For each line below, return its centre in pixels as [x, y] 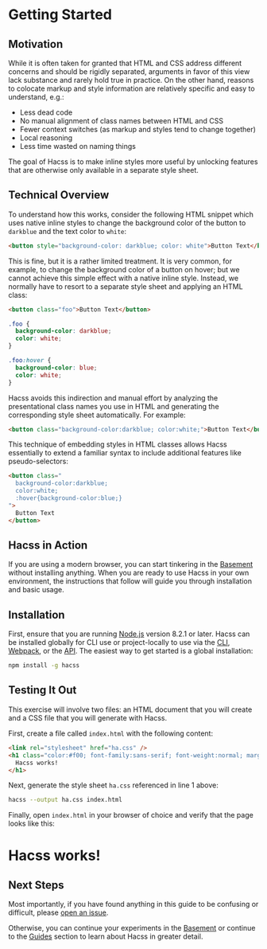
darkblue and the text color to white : [68, 231]
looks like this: [32, 824]
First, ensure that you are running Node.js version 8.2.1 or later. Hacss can [129, 634]
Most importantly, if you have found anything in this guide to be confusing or [133, 904]
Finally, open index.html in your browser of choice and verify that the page [131, 815]
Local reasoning [46, 138]
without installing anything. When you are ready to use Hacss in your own [129, 573]
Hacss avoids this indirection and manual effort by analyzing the [113, 398]
